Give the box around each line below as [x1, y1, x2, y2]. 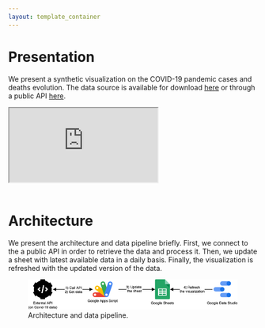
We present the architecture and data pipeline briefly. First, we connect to [8, 238, 248, 247]
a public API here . [8, 91, 66, 101]
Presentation [8, 48, 95, 66]
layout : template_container [8, 13, 101, 21]
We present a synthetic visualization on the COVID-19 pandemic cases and [8, 74, 252, 83]
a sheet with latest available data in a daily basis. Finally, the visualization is [8, 254, 254, 265]
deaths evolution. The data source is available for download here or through [8, 82, 256, 92]
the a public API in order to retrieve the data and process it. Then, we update [8, 246, 258, 256]
